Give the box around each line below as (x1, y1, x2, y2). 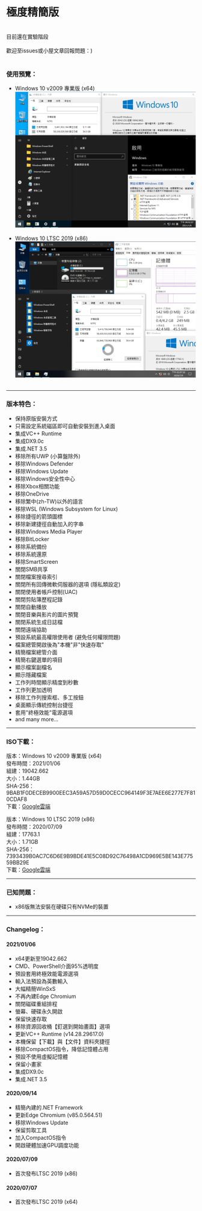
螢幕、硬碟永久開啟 (14, 1008, 63, 1015)
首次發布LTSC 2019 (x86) (14, 1169, 78, 1177)
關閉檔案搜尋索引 (14, 573, 58, 580)
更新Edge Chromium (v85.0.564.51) (14, 1111, 103, 1119)
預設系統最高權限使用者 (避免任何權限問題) (14, 633, 121, 640)
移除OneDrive (14, 490, 49, 498)
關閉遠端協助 (14, 625, 47, 633)
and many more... (14, 715, 59, 722)
